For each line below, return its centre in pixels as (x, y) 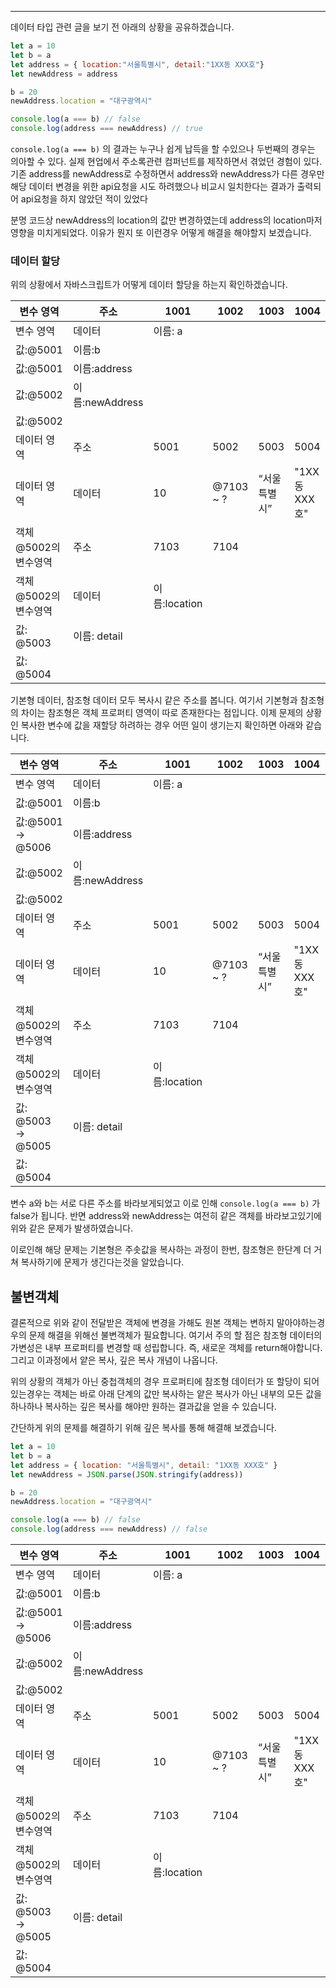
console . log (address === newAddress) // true (106, 129)
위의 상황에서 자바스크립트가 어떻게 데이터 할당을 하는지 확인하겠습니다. (149, 285)
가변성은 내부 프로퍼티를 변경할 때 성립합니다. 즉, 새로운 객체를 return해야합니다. (166, 1348)
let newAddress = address (64, 74)
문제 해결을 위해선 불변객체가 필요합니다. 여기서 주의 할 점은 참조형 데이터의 (175, 1335)
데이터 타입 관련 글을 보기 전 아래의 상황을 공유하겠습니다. (122, 27)
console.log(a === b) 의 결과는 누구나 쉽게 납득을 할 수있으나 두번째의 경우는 (163, 149)
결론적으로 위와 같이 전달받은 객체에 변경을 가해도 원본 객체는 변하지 (142, 1323)
